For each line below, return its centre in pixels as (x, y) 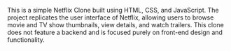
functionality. (26, 40)
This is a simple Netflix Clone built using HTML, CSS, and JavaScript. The (113, 10)
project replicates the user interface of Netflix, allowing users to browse (111, 17)
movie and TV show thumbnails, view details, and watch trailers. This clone (115, 25)
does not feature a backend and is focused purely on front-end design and (115, 32)
